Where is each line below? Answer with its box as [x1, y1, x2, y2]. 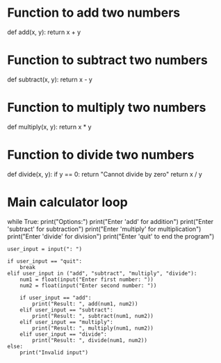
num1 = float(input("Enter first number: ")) [19, 276, 154, 283]
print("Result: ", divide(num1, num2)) [32, 337, 148, 344]
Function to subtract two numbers [7, 52, 208, 68]
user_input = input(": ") [7, 245, 82, 252]
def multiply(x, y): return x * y [7, 122, 92, 131]
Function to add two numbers [7, 5, 181, 21]
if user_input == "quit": [7, 257, 82, 265]
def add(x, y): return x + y [7, 28, 81, 36]
